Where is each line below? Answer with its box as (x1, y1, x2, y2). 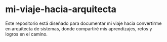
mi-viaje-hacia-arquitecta (5, 4, 116, 15)
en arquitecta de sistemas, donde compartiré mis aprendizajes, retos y (5, 25, 152, 31)
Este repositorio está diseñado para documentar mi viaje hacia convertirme (5, 20, 162, 26)
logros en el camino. (5, 31, 48, 37)
